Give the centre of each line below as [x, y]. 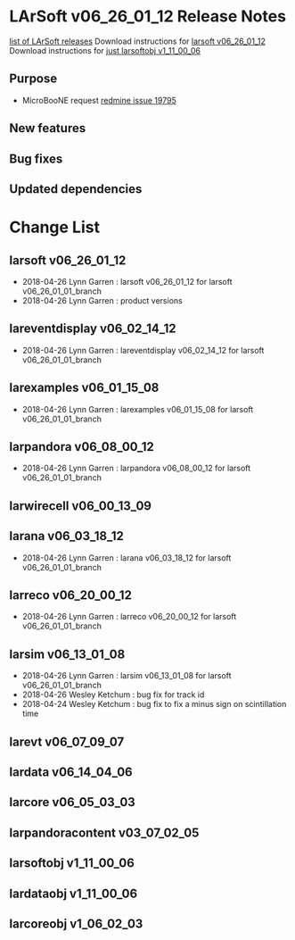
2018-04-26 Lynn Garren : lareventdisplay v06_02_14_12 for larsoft [143, 350]
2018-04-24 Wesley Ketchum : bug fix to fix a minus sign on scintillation [154, 704]
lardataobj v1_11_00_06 [74, 893]
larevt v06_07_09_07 [67, 741]
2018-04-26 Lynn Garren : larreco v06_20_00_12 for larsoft [129, 617]
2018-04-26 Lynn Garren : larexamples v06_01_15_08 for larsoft [138, 409]
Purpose [33, 79]
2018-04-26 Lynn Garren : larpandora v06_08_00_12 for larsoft [136, 468]
